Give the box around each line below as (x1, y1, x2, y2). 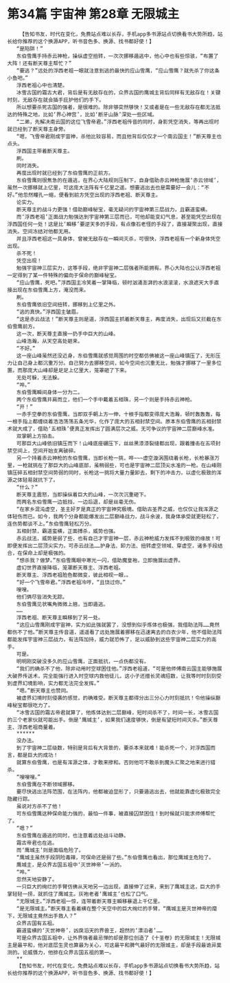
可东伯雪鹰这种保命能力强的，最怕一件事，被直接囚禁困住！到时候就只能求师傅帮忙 (16, 810, 216, 817)
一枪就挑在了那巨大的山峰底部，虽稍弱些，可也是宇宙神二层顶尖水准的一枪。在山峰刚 (16, 462, 222, 468)
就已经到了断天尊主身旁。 (7, 125, 69, 133)
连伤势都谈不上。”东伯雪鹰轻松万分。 (7, 520, 95, 527)
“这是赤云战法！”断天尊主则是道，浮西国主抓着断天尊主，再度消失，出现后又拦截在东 (16, 316, 222, 323)
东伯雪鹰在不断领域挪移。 (16, 781, 78, 788)
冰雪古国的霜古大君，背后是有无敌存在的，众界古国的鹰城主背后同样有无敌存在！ (16, 89, 211, 96)
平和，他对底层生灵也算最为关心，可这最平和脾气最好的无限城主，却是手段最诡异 (22, 942, 217, 949)
